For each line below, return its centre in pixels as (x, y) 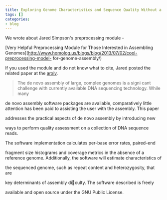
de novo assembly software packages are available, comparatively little (79, 103)
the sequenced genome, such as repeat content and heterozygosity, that (80, 167)
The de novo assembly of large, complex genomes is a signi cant (84, 83)
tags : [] (14, 14)
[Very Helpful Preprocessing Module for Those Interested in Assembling (79, 47)
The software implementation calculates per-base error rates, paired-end (81, 143)
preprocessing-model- (28, 58)
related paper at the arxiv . (32, 73)
